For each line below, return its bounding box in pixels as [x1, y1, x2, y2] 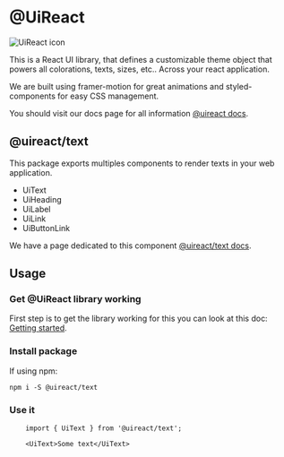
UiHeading [22, 194, 62, 204]
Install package [9, 345, 78, 358]
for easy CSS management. [57, 91, 159, 101]
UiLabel [22, 203, 51, 214]
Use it [9, 403, 36, 416]
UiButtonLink [22, 222, 70, 233]
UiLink [22, 213, 47, 224]
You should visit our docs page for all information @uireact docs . [9, 108, 249, 118]
